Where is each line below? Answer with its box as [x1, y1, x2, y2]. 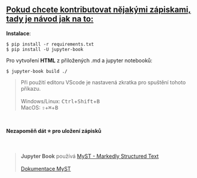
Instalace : [6, 30, 31, 37]
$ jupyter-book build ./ [6, 68, 68, 74]
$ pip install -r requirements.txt [6, 41, 94, 47]
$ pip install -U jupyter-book [6, 46, 84, 52]
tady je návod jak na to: [6, 14, 94, 24]
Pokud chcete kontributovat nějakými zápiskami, [6, 5, 191, 15]
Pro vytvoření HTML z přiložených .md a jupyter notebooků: [6, 56, 152, 64]
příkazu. [20, 85, 41, 92]
